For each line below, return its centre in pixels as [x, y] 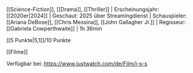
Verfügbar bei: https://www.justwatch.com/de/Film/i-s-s [77, 64]
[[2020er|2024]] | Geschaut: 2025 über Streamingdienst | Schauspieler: [97, 16]
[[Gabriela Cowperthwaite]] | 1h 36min [54, 28]
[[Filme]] [17, 52]
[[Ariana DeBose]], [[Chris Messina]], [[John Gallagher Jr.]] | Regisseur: [96, 22]
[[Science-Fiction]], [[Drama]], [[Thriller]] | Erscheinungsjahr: [83, 9]
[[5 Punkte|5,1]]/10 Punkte [39, 40]
